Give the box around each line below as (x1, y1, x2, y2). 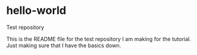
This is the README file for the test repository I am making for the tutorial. (6, 35, 192, 42)
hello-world (6, 4, 67, 18)
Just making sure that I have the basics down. (6, 42, 122, 49)
